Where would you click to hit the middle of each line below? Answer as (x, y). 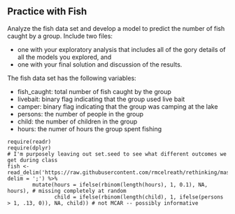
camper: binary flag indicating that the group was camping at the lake (117, 106)
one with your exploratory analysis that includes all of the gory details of (121, 49)
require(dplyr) (29, 148)
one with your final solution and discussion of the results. (100, 64)
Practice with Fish (47, 12)
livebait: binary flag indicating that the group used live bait (101, 99)
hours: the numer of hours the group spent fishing (90, 128)
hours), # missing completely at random (67, 191)
